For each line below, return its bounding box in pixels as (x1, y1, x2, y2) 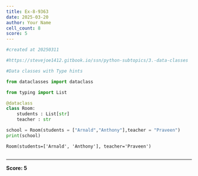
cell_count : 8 (6, 25, 41, 31)
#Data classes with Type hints (6, 68, 83, 74)
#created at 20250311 (6, 47, 60, 53)
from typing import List (6, 89, 67, 95)
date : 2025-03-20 (6, 14, 49, 20)
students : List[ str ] (16, 111, 70, 117)
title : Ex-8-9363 (6, 8, 49, 15)
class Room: (6, 106, 35, 112)
